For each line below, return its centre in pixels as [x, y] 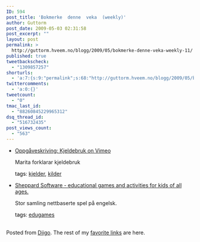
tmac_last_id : [24, 106]
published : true [26, 56]
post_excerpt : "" [28, 34]
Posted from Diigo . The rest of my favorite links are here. [76, 232]
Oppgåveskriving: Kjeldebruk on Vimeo [63, 150]
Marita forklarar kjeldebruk [47, 162]
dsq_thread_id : [25, 117]
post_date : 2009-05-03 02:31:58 [46, 28]
